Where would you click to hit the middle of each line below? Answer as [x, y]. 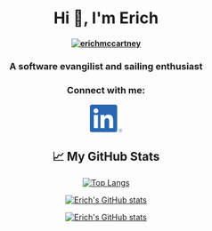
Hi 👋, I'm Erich [106, 18]
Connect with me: [106, 90]
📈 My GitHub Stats [106, 157]
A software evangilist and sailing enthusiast [106, 66]
